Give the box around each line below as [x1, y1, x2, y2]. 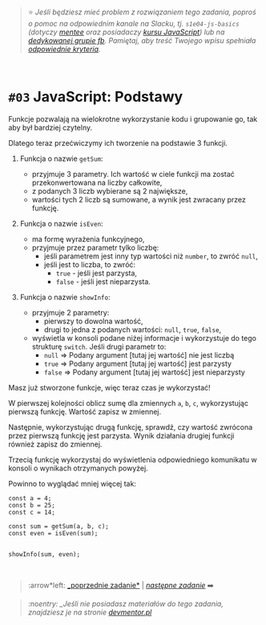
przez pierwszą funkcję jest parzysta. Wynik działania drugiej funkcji [8, 431, 235, 440]
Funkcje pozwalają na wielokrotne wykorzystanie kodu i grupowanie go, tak [8, 114, 258, 123]
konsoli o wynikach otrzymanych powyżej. [8, 463, 148, 473]
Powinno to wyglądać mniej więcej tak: [8, 479, 136, 488]
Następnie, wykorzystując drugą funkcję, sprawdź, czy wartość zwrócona [8, 422, 253, 431]
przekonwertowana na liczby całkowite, [31, 178, 163, 187]
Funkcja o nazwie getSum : [19, 154, 103, 163]
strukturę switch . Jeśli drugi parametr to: [31, 342, 167, 351]
